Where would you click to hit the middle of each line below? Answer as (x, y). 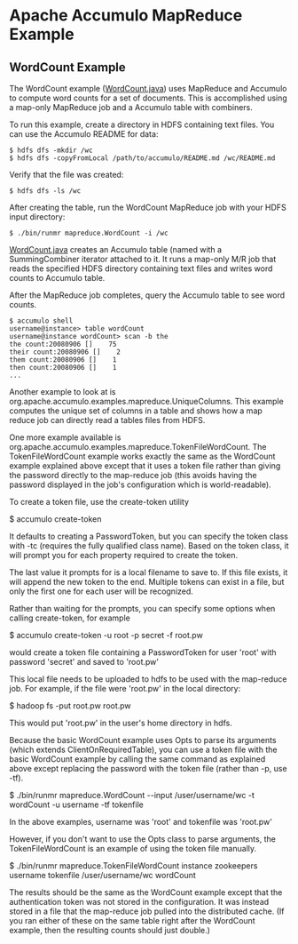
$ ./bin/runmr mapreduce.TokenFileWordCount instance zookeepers (133, 866)
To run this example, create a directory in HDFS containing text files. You (142, 124)
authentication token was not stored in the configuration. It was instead (139, 902)
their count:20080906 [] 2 (65, 352)
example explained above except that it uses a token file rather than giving (145, 466)
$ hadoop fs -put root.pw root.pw (70, 706)
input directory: (37, 217)
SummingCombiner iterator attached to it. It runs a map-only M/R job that (143, 259)
